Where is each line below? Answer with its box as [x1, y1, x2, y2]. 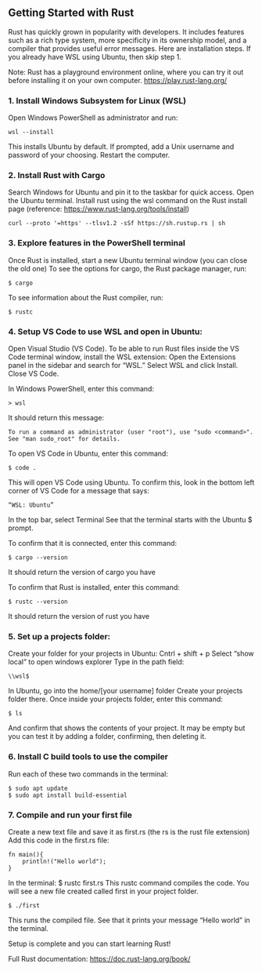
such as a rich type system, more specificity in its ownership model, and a [8, 35, 247, 45]
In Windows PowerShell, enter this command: [8, 384, 155, 393]
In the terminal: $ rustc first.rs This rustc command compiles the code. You [8, 878, 249, 887]
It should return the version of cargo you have [8, 568, 156, 576]
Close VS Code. [8, 369, 59, 378]
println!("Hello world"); [22, 857, 107, 865]
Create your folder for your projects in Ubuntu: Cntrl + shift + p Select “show [8, 649, 254, 658]
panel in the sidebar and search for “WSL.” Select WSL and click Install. [8, 361, 239, 369]
